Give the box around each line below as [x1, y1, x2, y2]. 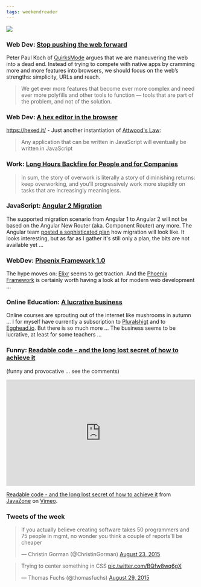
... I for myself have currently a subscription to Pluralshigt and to [6, 318, 166, 326]
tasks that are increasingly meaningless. [21, 186, 122, 194]
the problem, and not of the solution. [21, 97, 112, 105]
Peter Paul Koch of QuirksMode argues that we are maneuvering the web [6, 54, 188, 61]
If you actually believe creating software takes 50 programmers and [21, 526, 190, 533]
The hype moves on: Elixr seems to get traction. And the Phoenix [6, 270, 168, 277]
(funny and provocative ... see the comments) [6, 367, 120, 375]
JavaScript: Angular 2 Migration [6, 202, 103, 210]
